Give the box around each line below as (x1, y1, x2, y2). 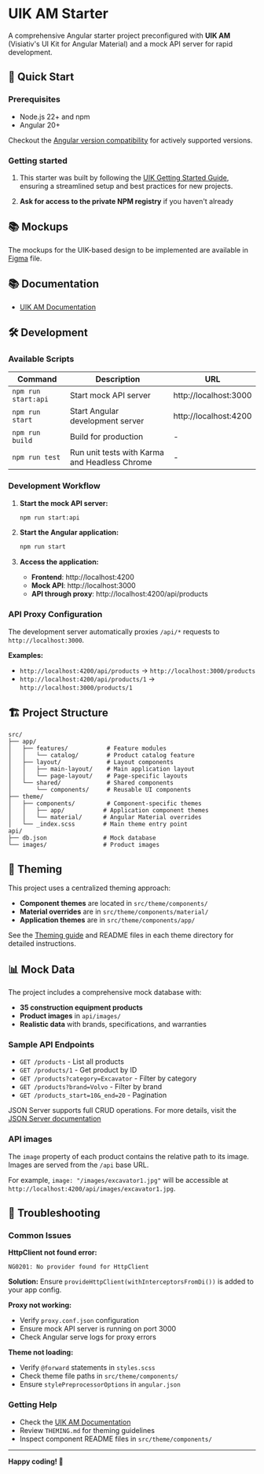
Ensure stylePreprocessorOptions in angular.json (19, 1380, 181, 1389)
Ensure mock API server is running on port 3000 (19, 1324, 177, 1334)
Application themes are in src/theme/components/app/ (19, 915, 196, 925)
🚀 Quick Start (8, 70, 75, 83)
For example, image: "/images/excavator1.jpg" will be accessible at (8, 1175, 229, 1184)
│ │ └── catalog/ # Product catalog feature (8, 752, 195, 759)
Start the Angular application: (19, 528, 119, 538)
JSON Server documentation (8, 1114, 101, 1124)
